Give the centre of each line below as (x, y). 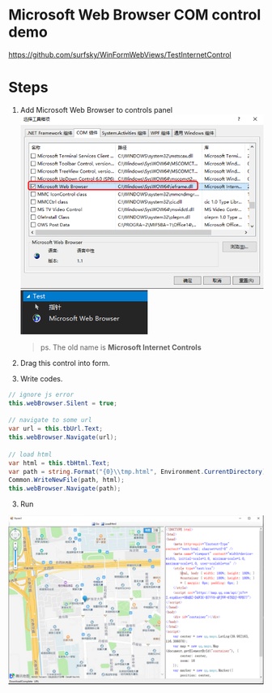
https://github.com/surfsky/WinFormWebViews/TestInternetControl (120, 54)
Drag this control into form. (65, 363)
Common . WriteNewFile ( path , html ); (67, 480)
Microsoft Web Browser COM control (135, 15)
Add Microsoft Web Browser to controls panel (96, 110)
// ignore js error (41, 394)
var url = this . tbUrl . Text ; (56, 429)
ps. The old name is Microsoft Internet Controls (121, 347)
